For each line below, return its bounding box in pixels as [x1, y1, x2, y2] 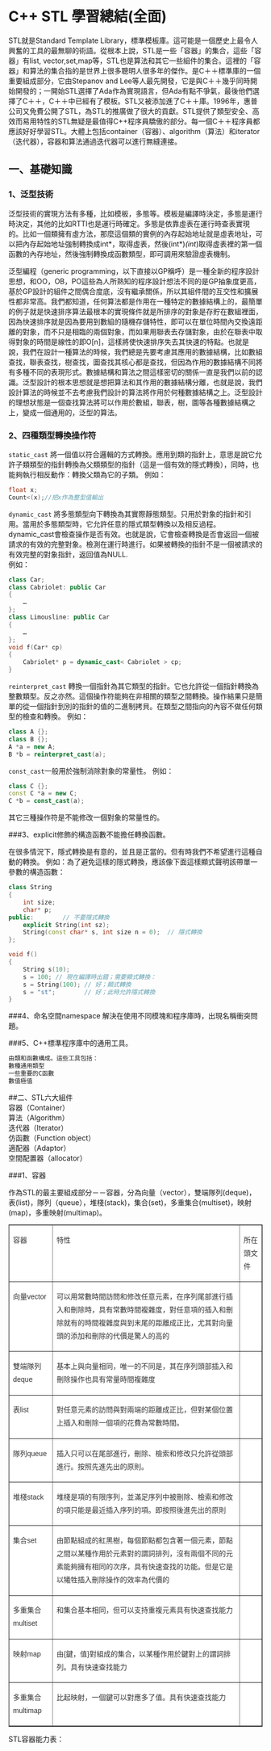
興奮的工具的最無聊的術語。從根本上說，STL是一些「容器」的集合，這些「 [8, 45, 255, 55]
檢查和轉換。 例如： [22, 712, 89, 721]
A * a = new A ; [8, 742, 56, 751]
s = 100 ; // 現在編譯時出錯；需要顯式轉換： [23, 972, 156, 981]
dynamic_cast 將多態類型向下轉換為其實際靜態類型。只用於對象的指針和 [8, 509, 244, 519]
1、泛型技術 [8, 189, 54, 200]
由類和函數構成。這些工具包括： [8, 1055, 99, 1063]
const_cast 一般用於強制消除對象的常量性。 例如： [8, 766, 174, 775]
